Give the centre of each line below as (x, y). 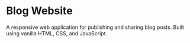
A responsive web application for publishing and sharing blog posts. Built (95, 27)
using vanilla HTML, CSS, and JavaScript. (57, 33)
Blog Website (39, 11)
